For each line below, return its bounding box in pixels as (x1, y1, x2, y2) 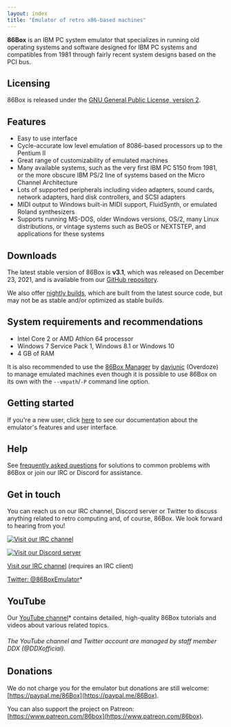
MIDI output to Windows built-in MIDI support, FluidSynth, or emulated (17, 200, 217, 209)
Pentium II (17, 149, 46, 158)
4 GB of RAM (17, 349, 55, 357)
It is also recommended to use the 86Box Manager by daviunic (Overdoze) (7, 362, 219, 370)
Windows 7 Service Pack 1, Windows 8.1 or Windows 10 (17, 341, 174, 350)
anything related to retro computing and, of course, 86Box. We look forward (7, 514, 223, 522)
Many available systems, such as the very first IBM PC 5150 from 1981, (17, 164, 218, 172)
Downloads (7, 249, 57, 261)
